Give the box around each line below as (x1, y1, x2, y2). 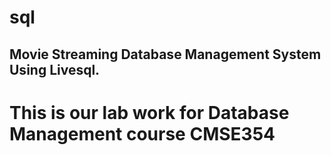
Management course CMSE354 (9, 122, 276, 145)
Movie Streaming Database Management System (9, 46, 322, 63)
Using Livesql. (9, 61, 101, 78)
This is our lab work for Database (9, 101, 290, 124)
